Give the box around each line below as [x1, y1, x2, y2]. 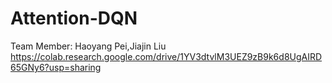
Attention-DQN [10, 7, 138, 30]
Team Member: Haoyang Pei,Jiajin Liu [10, 40, 167, 52]
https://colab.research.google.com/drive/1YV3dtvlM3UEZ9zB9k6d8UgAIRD [10, 50, 323, 62]
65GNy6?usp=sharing [10, 61, 102, 73]
